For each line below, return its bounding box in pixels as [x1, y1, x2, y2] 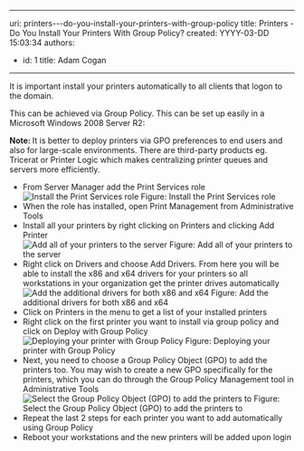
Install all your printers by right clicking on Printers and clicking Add [22, 220, 275, 231]
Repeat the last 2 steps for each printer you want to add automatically [22, 413, 283, 423]
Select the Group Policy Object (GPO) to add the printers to [22, 403, 243, 413]
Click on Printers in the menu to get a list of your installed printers [22, 307, 268, 317]
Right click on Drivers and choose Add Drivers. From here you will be [22, 259, 280, 269]
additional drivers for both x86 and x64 [22, 297, 169, 308]
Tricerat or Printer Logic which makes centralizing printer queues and [9, 155, 269, 165]
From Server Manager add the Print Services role [22, 182, 206, 192]
